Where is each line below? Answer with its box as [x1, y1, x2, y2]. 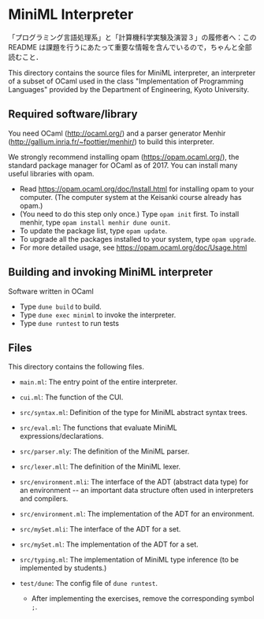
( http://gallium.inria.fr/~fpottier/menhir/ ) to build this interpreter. [8, 136, 215, 146]
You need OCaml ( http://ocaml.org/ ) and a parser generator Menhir [8, 128, 226, 138]
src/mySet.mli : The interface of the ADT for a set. [19, 524, 181, 534]
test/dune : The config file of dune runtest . [19, 579, 158, 588]
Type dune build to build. [19, 302, 102, 311]
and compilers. [19, 494, 69, 503]
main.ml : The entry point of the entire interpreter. [19, 377, 178, 387]
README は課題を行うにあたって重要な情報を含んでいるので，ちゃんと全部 [8, 42, 252, 52]
